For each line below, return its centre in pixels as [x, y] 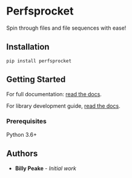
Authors [22, 153]
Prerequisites [26, 121]
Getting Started [36, 80]
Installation [28, 47]
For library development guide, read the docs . [63, 106]
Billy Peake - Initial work [46, 168]
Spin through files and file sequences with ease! [66, 28]
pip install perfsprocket [39, 61]
